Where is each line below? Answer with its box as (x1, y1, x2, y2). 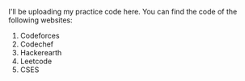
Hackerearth (19, 48, 62, 57)
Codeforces (19, 31, 60, 40)
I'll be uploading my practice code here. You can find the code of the (8, 7, 238, 16)
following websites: (8, 15, 73, 25)
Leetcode (19, 56, 53, 66)
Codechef (19, 39, 54, 49)
